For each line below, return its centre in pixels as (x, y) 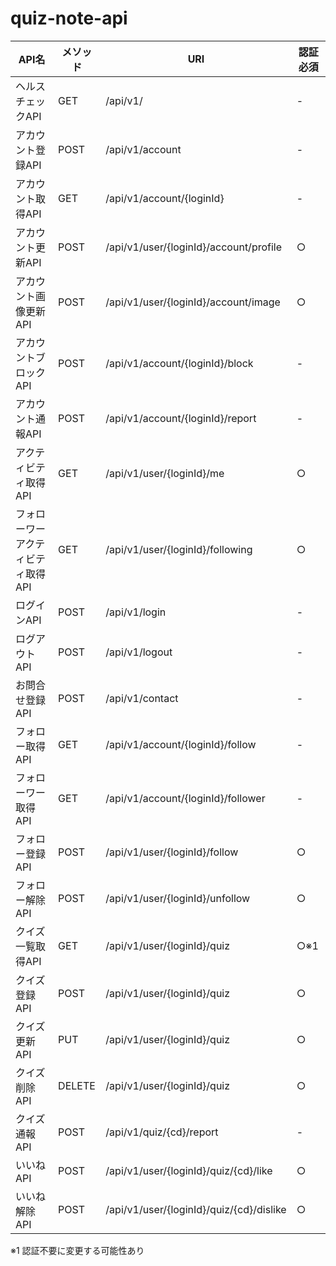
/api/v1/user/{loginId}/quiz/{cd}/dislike (196, 1209)
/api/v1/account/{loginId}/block (179, 363)
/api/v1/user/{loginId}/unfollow (178, 898)
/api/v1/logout (139, 652)
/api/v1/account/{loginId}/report (181, 418)
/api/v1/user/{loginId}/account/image (193, 302)
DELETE (77, 1085)
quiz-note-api (69, 18)
